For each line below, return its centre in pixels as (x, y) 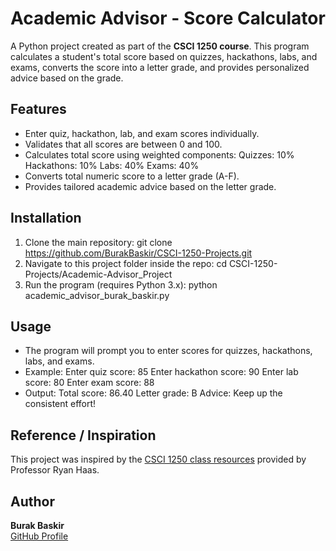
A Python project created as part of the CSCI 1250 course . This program (160, 46)
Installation (46, 218)
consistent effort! (60, 404)
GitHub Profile (39, 536)
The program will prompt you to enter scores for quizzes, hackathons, (168, 351)
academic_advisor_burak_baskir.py (97, 295)
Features (38, 109)
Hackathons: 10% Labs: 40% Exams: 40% (112, 165)
